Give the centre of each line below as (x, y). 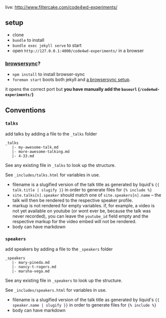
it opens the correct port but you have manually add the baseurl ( (73, 89)
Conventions (26, 110)
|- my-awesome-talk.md (35, 147)
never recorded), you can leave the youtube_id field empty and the (80, 216)
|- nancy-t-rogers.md (34, 267)
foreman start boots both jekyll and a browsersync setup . (71, 79)
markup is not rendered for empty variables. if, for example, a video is (83, 205)
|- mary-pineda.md (31, 263)
